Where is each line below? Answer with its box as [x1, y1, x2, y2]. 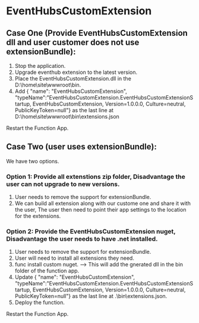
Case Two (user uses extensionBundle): [6, 142, 157, 152]
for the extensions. [14, 213, 61, 220]
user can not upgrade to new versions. [6, 180, 120, 188]
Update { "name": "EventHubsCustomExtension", [14, 274, 135, 281]
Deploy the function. [14, 299, 65, 306]
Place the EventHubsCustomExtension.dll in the [14, 75, 132, 82]
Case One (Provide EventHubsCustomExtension [6, 28, 188, 38]
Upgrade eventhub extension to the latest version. [14, 69, 138, 76]
